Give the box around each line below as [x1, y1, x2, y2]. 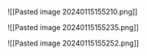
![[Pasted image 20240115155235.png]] [7, 23, 140, 32]
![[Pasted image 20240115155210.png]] [7, 7, 138, 16]
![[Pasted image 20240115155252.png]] [7, 38, 140, 48]
